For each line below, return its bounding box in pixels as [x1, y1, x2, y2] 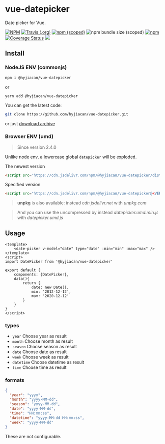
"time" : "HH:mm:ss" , [9, 411, 52, 416]
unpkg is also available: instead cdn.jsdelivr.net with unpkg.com [17, 200, 147, 206]
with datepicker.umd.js [17, 215, 63, 221]
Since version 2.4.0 [17, 144, 56, 150]
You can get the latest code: [5, 102, 62, 109]
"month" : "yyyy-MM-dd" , [9, 397, 58, 402]
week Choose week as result [12, 354, 69, 360]
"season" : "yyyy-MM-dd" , [9, 402, 60, 407]
